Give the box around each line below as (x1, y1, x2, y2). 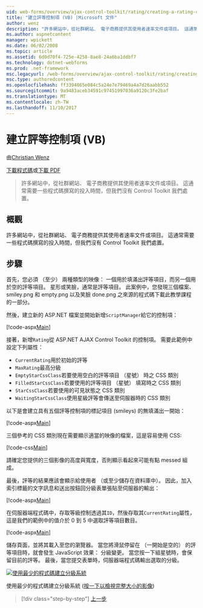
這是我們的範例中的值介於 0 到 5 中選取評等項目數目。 (6, 516, 141, 524)
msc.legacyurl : (6, 71, 45, 77)
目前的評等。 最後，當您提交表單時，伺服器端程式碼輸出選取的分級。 (11, 556, 182, 564)
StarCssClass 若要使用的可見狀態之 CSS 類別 (14, 387, 125, 394)
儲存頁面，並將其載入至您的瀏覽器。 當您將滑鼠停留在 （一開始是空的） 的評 (6, 541, 196, 549)
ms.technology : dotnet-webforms (6, 59, 88, 65)
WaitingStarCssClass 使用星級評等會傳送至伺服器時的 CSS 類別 (14, 395, 170, 402)
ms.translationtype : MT (6, 93, 66, 99)
